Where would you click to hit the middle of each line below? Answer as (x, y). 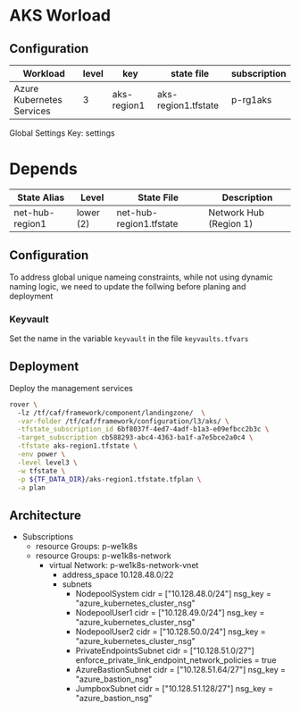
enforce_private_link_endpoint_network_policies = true (176, 660)
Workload (44, 74)
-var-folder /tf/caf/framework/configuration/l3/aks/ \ (123, 421)
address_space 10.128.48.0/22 (118, 575)
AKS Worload (60, 16)
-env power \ (42, 455)
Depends (43, 169)
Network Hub (237, 213)
